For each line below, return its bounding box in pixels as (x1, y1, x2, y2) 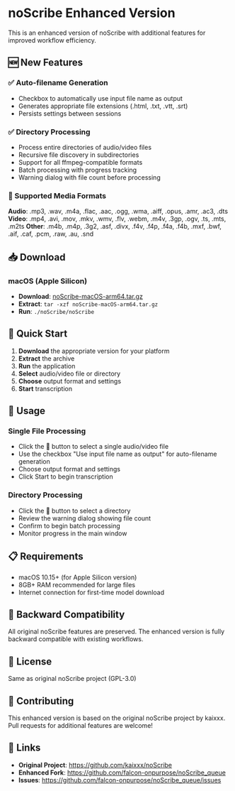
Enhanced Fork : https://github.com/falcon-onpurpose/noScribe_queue (18, 768, 226, 777)
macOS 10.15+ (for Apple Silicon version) (18, 573, 137, 582)
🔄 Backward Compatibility (8, 609, 125, 621)
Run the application (18, 361, 76, 370)
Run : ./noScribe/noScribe (18, 307, 95, 315)
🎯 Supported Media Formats (8, 190, 107, 200)
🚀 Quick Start (8, 328, 68, 340)
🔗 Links (8, 742, 41, 754)
